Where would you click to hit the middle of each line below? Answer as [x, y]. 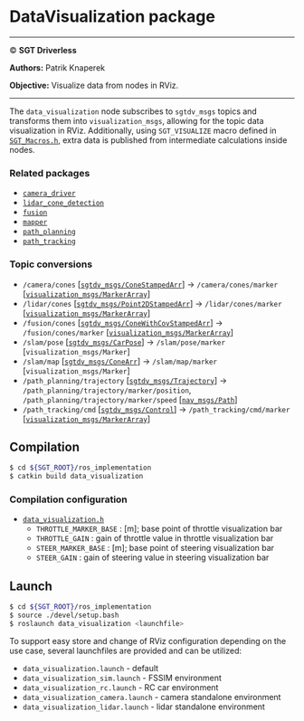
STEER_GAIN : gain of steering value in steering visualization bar [152, 557]
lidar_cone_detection [63, 204]
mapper [35, 223]
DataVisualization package [112, 17]
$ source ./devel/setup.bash [64, 616]
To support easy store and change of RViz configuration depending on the [148, 640]
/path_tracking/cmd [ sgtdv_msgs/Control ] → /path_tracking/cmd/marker [156, 409]
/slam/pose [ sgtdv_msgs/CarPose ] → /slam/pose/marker [124, 342]
